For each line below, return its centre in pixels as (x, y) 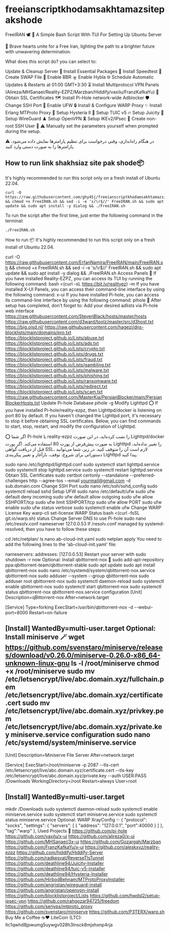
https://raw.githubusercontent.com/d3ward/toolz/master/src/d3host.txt (79, 321)
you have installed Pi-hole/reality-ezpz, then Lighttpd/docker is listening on (83, 410)
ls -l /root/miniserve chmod (115, 663)
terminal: (14, 221)
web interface (20, 311)
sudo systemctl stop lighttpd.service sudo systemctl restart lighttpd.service (84, 470)
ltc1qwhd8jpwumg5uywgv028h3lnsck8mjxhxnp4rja (59, 925)
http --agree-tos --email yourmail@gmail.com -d (80, 480)
